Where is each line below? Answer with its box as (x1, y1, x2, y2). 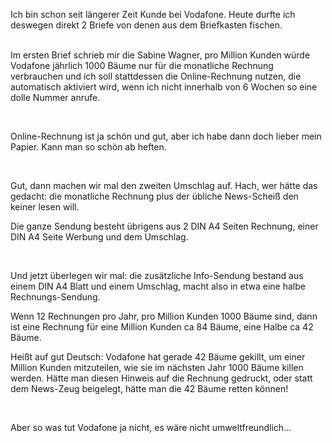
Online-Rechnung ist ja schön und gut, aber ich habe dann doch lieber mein (10, 130, 322, 142)
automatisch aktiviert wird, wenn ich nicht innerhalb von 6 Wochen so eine (10, 81, 318, 93)
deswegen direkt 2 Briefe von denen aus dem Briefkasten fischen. (10, 19, 283, 31)
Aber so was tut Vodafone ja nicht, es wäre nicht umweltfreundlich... (10, 422, 292, 433)
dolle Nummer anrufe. (10, 92, 101, 103)
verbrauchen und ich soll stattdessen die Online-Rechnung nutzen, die (10, 70, 302, 82)
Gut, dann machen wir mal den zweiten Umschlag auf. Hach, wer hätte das (10, 180, 318, 191)
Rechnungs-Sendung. (10, 291, 101, 303)
